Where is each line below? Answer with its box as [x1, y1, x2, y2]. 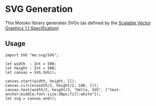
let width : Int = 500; [5, 61, 57, 66]
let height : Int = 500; [5, 65, 57, 70]
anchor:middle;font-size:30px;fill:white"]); [5, 92, 101, 97]
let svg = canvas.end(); [5, 96, 57, 101]
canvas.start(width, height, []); [5, 78, 77, 84]
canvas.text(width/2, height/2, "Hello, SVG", [5, 87, 103, 92]
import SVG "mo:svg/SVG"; [5, 53, 59, 57]
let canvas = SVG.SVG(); [5, 70, 57, 75]
